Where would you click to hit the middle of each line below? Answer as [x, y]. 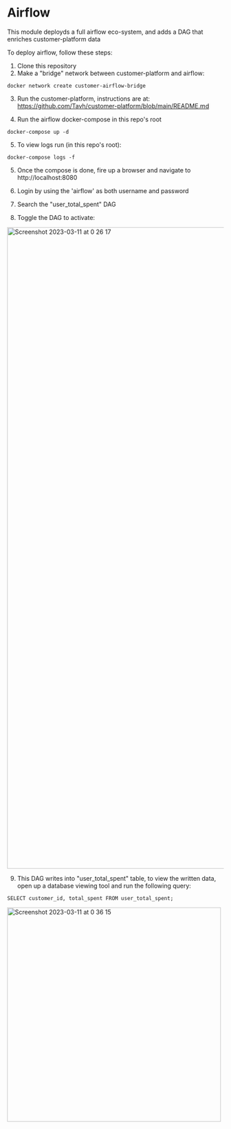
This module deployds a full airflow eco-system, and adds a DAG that [105, 32]
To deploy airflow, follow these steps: [60, 52]
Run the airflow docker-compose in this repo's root [89, 119]
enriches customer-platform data [54, 39]
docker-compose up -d [38, 132]
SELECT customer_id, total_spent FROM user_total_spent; [90, 898]
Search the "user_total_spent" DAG [66, 204]
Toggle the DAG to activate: [56, 217]
